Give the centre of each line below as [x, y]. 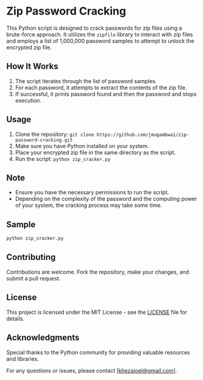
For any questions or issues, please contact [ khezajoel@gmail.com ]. [92, 370]
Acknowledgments [43, 338]
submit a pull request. [33, 278]
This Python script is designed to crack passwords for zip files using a [94, 28]
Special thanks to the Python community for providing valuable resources [98, 352]
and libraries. [23, 359]
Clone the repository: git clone [54, 134]
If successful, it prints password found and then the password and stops [106, 94]
